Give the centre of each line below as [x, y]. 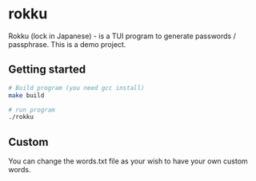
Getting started [47, 70]
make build [26, 95]
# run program [32, 110]
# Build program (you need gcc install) [77, 88]
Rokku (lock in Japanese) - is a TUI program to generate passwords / [122, 36]
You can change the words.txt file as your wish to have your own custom [128, 161]
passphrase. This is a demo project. [67, 44]
